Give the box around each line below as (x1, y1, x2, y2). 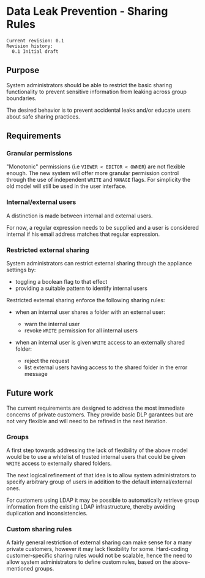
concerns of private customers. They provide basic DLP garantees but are (6, 410, 193, 418)
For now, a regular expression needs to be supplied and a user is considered (6, 224, 199, 231)
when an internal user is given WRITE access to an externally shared (15, 339, 185, 346)
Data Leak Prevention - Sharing (6, 4, 168, 18)
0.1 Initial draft (12, 48, 59, 55)
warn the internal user (24, 321, 80, 328)
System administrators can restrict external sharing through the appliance (6, 260, 192, 267)
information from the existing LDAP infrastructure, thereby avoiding (6, 503, 176, 510)
